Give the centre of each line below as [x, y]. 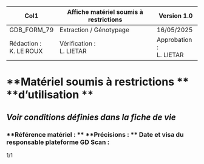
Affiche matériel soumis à [105, 12]
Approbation [175, 40]
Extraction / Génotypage [94, 30]
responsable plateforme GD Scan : [58, 142]
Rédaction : [25, 43]
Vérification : [78, 43]
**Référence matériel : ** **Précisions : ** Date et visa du [95, 134]
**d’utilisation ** [50, 95]
